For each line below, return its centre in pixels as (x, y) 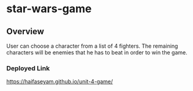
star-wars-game (49, 9)
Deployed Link (28, 68)
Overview (25, 31)
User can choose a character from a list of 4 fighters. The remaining (92, 46)
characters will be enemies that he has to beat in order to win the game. (97, 53)
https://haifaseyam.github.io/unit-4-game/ (60, 82)
